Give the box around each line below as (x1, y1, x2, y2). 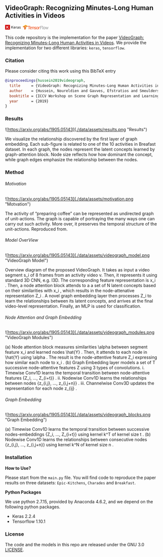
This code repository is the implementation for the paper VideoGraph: (5, 34, 144, 40)
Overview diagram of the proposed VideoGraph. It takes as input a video (5, 267, 150, 272)
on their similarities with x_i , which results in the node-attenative (5, 288, 135, 293)
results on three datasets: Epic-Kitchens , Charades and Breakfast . (5, 480, 136, 485)
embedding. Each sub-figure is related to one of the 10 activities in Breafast (5, 141, 156, 147)
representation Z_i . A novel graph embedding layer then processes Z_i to (5, 292, 152, 299)
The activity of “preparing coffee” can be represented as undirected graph (5, 211, 154, 216)
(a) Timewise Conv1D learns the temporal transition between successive (5, 426, 149, 432)
